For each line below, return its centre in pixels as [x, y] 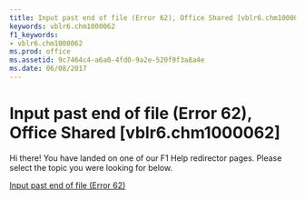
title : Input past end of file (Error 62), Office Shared [121, 18]
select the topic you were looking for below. [91, 167]
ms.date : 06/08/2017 [49, 69]
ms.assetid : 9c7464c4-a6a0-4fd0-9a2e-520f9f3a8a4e [107, 60]
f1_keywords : [34, 35]
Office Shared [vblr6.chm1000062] [145, 133]
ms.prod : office [40, 52]
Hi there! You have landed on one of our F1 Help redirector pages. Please [146, 158]
